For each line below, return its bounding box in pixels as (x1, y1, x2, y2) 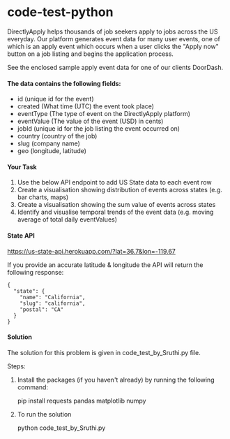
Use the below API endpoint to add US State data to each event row (17, 178, 212, 187)
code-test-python (7, 4, 114, 20)
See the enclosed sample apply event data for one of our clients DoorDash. (7, 63, 224, 71)
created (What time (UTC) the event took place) (17, 102, 155, 110)
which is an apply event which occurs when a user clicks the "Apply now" (7, 42, 220, 50)
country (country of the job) (17, 132, 98, 141)
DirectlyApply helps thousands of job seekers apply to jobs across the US (7, 27, 218, 36)
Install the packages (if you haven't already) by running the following (17, 375, 215, 384)
